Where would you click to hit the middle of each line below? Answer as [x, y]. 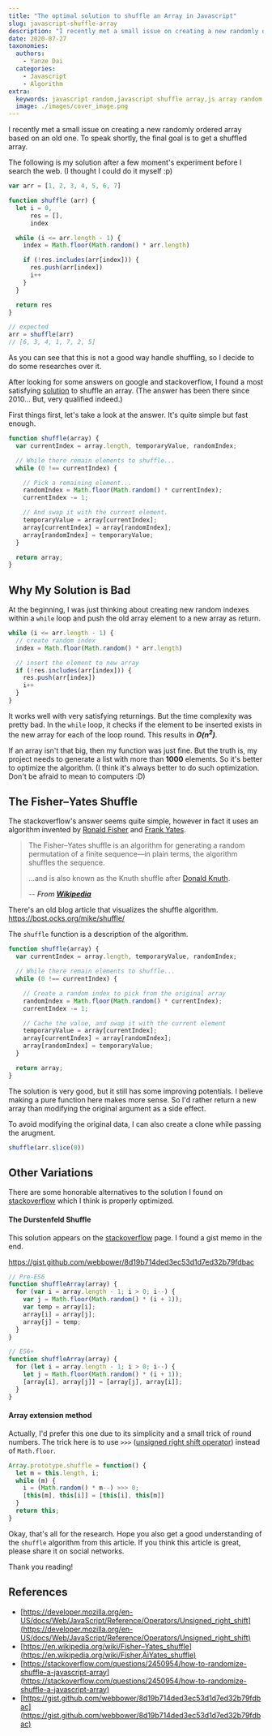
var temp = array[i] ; [59, 1307]
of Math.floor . [32, 1450]
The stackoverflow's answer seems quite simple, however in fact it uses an [134, 821]
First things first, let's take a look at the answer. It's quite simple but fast [128, 415]
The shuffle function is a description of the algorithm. [98, 935]
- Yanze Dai [43, 62]
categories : [36, 69]
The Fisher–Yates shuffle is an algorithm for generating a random [136, 845]
